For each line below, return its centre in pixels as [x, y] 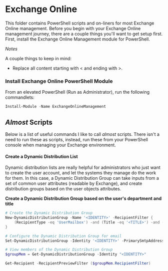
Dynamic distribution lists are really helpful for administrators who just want [83, 168]
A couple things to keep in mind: [38, 58]
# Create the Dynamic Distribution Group [49, 213]
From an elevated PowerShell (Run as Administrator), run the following [77, 92]
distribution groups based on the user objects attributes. [63, 189]
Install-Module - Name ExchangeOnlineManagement [56, 107]
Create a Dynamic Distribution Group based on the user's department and [83, 198]
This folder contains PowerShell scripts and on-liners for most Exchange [80, 23]
